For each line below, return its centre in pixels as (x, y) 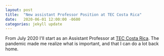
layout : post (19, 10)
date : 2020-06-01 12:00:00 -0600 (43, 19)
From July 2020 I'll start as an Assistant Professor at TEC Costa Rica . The (82, 38)
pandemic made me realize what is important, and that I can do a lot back (82, 44)
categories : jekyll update (34, 24)
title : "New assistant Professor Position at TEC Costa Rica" (74, 15)
